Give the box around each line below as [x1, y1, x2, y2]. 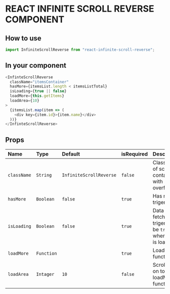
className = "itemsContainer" [10, 79, 69, 84]
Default [62, 151, 80, 158]
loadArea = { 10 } [10, 98, 39, 104]
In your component [5, 61, 67, 70]
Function [36, 251, 57, 257]
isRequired [121, 151, 148, 158]
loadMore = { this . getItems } [10, 93, 65, 99]
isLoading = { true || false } [10, 89, 67, 94]
